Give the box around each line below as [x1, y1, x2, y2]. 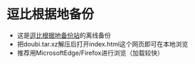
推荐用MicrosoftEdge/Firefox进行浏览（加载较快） [16, 49, 164, 57]
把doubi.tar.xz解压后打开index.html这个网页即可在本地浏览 [16, 39, 189, 48]
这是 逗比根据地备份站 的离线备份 [16, 31, 111, 39]
